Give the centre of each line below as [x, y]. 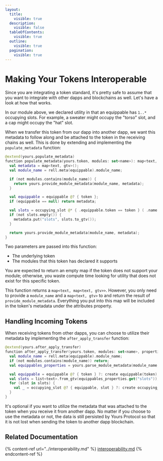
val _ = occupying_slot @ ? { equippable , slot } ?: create [75, 388]
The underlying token [33, 256]
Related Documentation [41, 437]
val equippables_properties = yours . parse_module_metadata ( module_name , [84, 365]
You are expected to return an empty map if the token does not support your [81, 271]
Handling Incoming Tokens [46, 321]
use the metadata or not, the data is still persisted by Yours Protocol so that [80, 416]
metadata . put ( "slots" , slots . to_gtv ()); [55, 219]
